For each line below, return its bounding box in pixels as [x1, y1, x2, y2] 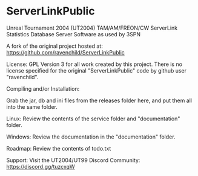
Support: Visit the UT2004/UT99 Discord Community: [6, 156, 140, 164]
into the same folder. [6, 103, 58, 110]
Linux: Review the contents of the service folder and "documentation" [6, 115, 180, 122]
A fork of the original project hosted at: [6, 42, 103, 50]
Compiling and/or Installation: [6, 85, 80, 92]
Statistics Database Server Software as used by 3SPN [6, 30, 141, 37]
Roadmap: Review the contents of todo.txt [6, 145, 111, 152]
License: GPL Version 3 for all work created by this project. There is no [6, 60, 183, 68]
